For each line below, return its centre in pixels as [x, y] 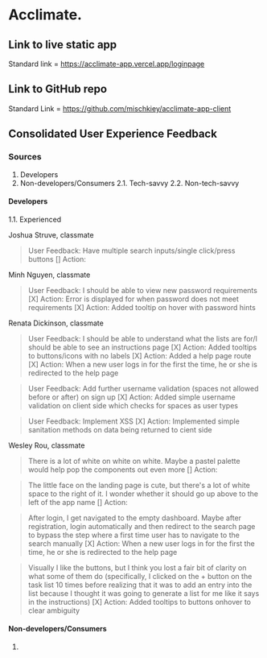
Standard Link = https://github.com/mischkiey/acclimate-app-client [120, 108]
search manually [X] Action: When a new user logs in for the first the [142, 543]
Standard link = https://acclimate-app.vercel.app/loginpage [107, 64]
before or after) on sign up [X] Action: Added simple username [131, 397]
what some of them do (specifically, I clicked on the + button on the [140, 576]
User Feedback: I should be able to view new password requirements [142, 290]
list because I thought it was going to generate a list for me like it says [144, 593]
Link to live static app [63, 45]
